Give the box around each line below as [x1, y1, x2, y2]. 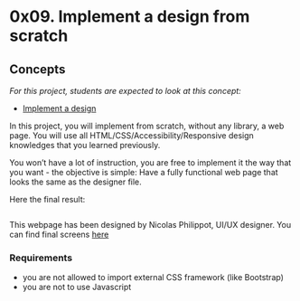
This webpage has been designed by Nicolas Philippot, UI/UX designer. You [9, 220, 292, 230]
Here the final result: [9, 194, 86, 204]
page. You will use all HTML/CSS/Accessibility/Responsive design [9, 130, 255, 141]
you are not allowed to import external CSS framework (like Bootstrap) [22, 272, 285, 283]
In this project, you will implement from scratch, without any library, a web [9, 120, 285, 131]
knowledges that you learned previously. [9, 140, 161, 150]
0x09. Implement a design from [9, 6, 250, 27]
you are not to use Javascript [22, 282, 132, 293]
